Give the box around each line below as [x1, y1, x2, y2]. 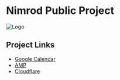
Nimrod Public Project [6, 4, 115, 17]
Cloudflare [14, 68, 40, 75]
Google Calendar [14, 55, 56, 62]
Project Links [6, 40, 55, 50]
